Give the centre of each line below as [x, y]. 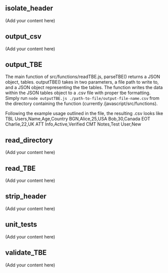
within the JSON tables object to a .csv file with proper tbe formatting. [78, 93]
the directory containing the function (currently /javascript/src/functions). [81, 104]
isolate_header [29, 8]
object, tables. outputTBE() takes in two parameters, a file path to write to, [82, 82]
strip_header [26, 196]
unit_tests [21, 225]
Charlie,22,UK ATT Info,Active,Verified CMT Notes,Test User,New [73, 124]
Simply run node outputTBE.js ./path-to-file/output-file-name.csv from [82, 98]
